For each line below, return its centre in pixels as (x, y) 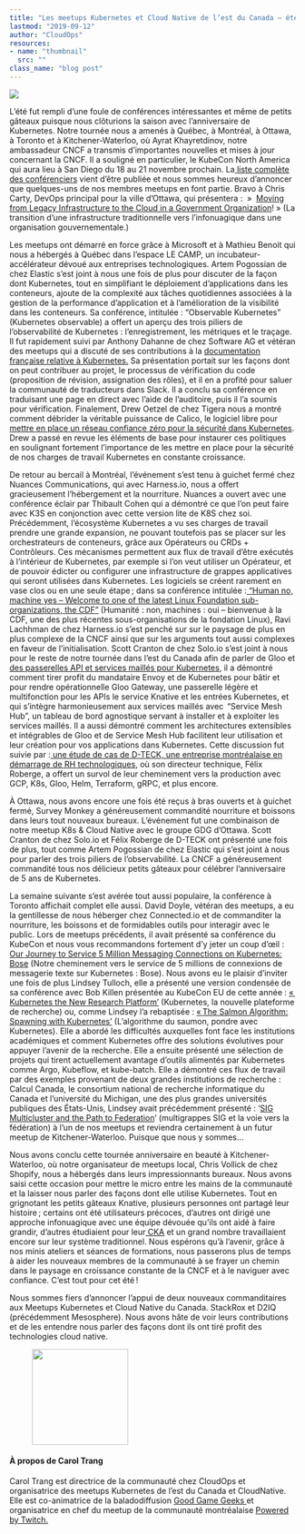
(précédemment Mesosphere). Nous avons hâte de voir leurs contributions (149, 1317)
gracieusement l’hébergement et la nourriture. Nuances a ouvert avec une (148, 494)
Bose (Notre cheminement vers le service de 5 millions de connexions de (146, 963)
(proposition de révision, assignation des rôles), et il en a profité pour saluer (151, 380)
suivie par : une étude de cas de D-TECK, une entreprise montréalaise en (146, 754)
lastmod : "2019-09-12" (52, 26)
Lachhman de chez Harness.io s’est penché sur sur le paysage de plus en (148, 628)
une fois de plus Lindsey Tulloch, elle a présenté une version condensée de (150, 983)
